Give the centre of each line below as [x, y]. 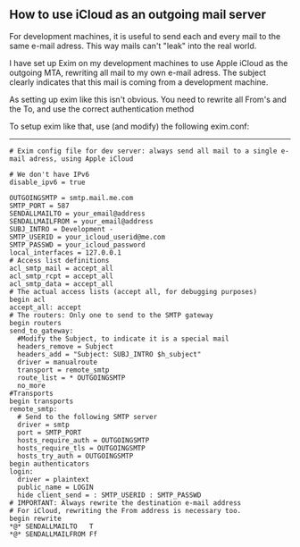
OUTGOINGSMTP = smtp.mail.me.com [71, 198]
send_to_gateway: [42, 331]
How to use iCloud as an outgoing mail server [137, 15]
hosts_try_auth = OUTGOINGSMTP [75, 456]
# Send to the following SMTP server [87, 417]
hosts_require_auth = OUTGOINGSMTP [83, 440]
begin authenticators [50, 464]
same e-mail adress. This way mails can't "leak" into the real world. [133, 46]
